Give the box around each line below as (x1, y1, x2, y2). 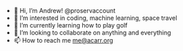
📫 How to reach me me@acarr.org (13, 37, 114, 44)
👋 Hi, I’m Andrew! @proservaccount (13, 7, 116, 14)
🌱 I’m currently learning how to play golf (13, 21, 128, 29)
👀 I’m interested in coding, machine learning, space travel (13, 14, 177, 22)
